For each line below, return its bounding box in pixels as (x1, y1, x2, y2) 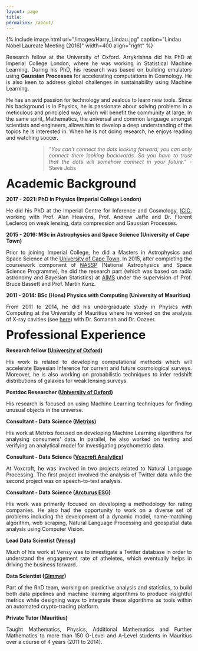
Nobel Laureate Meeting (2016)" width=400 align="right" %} (6, 42, 154, 49)
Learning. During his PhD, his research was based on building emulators (6, 66, 192, 73)
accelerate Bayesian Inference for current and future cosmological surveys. (6, 365, 192, 372)
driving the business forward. (6, 561, 78, 568)
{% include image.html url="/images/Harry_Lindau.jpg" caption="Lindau (6, 36, 181, 43)
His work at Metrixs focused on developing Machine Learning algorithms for (6, 430, 192, 437)
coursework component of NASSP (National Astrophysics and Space (6, 262, 192, 269)
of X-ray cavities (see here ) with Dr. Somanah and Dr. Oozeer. (6, 316, 156, 323)
